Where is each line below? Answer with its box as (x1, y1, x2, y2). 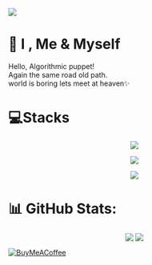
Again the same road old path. (8, 70, 108, 79)
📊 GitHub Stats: (8, 200, 118, 218)
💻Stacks (8, 109, 70, 127)
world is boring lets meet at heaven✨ (8, 78, 130, 88)
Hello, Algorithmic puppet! (8, 61, 94, 71)
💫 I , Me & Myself (8, 35, 121, 54)
